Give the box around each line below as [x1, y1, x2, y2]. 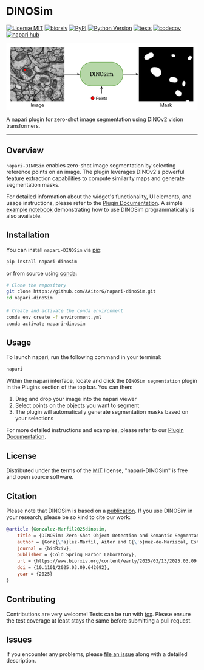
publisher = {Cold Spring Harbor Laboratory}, [17, 552, 137, 558]
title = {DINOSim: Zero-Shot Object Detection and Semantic [17, 532, 172, 539]
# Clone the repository [6, 282, 67, 288]
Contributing [6, 595, 56, 605]
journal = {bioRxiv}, [17, 545, 72, 551]
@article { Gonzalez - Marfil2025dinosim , [6, 526, 107, 532]
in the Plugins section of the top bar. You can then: [6, 383, 133, 391]
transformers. [6, 122, 41, 130]
